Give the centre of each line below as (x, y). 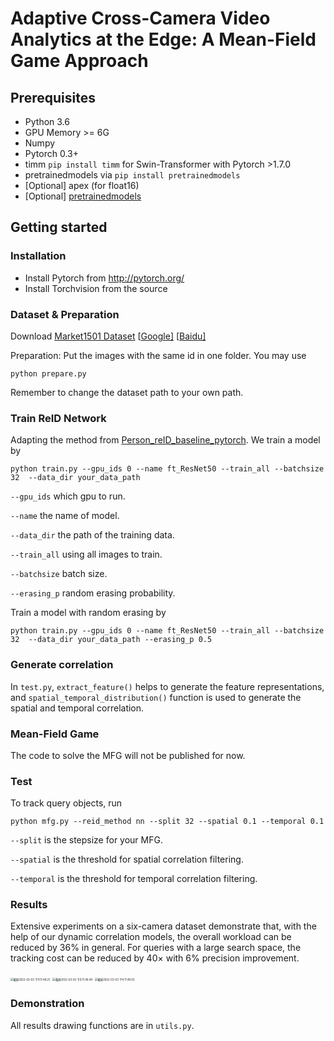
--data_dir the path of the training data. (92, 535)
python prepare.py (48, 373)
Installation (38, 256)
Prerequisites (53, 97)
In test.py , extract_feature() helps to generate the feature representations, (167, 686)
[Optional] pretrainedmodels (83, 196)
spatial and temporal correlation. (77, 708)
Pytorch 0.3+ (51, 153)
